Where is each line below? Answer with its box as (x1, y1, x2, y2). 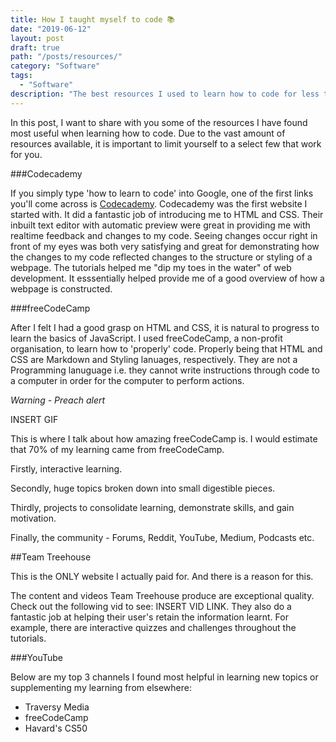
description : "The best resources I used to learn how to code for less (10, 89, 320, 99)
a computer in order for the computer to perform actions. (10, 374, 245, 386)
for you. (10, 148, 43, 160)
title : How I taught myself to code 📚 (10, 14, 176, 25)
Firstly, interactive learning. (10, 462, 123, 475)
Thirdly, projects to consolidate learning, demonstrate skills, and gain (10, 501, 295, 513)
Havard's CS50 (24, 722, 88, 734)
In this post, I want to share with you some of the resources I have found (10, 116, 308, 128)
